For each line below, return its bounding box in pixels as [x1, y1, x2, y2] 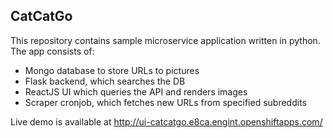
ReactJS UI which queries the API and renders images [24, 85, 248, 98]
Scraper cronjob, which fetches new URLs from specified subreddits [24, 96, 307, 108]
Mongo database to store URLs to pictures [24, 64, 200, 76]
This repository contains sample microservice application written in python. [10, 34, 321, 46]
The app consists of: [10, 45, 95, 57]
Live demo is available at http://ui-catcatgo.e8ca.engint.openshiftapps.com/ [10, 115, 323, 128]
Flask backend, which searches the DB [24, 75, 186, 87]
